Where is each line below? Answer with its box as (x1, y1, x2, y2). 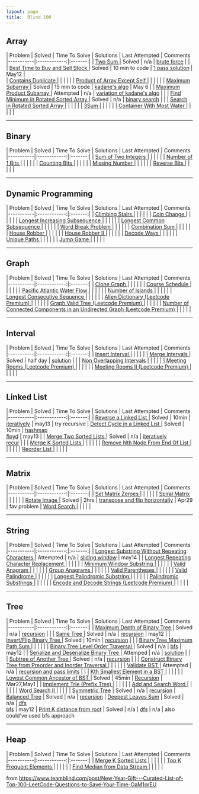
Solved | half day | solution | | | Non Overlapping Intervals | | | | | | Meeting (6, 357, 187, 364)
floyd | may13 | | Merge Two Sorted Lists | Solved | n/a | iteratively (6, 433, 167, 440)
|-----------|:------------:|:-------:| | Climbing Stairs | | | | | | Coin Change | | (6, 210, 191, 217)
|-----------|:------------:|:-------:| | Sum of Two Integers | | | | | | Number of (6, 153, 193, 161)
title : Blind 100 (6, 14, 52, 20)
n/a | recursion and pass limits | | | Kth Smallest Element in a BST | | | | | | (6, 668, 184, 675)
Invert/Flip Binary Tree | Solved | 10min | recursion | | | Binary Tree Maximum (6, 636, 192, 643)
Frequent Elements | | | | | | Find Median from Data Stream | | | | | (6, 763, 163, 770)
